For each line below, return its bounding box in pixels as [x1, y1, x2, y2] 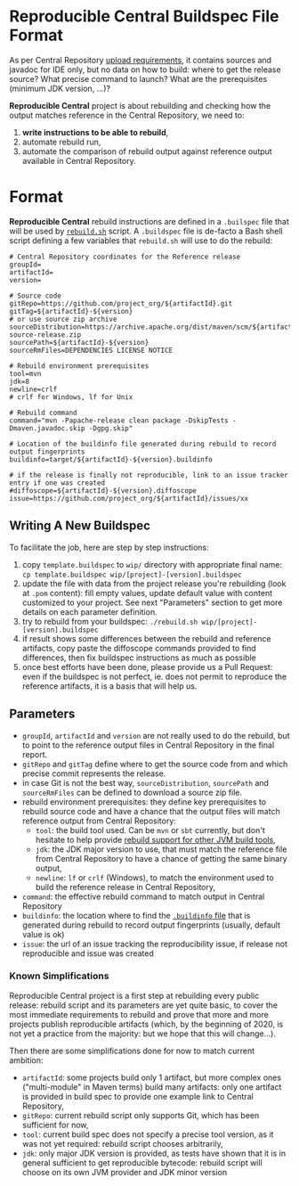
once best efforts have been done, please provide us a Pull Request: [21, 661, 273, 672]
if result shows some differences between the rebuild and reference [21, 633, 271, 643]
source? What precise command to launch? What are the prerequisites [9, 73, 268, 84]
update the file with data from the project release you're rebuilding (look [21, 577, 287, 589]
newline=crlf [9, 385, 58, 394]
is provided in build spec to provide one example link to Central [21, 1091, 254, 1101]
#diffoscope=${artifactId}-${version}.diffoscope [9, 486, 198, 495]
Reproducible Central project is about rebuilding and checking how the [9, 100, 271, 110]
